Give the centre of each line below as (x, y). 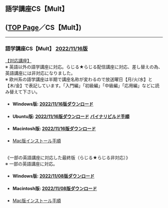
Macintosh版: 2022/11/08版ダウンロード (55, 189)
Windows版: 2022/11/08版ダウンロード (53, 176)
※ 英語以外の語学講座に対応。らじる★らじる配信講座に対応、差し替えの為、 (84, 67)
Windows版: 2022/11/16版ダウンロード (53, 104)
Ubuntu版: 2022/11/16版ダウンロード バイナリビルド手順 (71, 116)
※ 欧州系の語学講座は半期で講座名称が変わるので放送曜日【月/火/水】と (79, 79)
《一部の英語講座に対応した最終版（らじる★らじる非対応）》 (67, 157)
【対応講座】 (18, 60)
